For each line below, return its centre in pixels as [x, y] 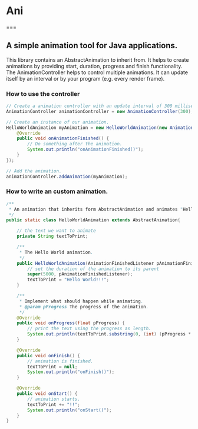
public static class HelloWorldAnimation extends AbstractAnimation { [93, 220]
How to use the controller [43, 94]
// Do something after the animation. [75, 144]
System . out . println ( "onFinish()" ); [71, 372]
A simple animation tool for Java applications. [92, 46]
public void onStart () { [47, 394]
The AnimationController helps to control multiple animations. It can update [97, 72]
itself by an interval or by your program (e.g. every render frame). [85, 78]
